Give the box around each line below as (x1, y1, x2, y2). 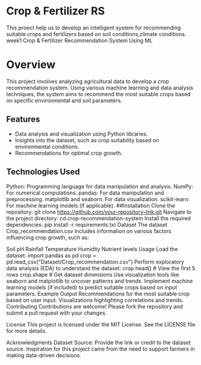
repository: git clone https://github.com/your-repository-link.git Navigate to (6, 208, 192, 216)
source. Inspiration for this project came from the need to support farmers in (6, 345, 195, 352)
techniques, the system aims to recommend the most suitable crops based (6, 90, 191, 97)
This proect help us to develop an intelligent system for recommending (6, 24, 181, 31)
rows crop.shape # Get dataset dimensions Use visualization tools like (6, 271, 179, 278)
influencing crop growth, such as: (6, 234, 89, 241)
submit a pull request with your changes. (6, 309, 107, 316)
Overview (6, 58, 56, 71)
